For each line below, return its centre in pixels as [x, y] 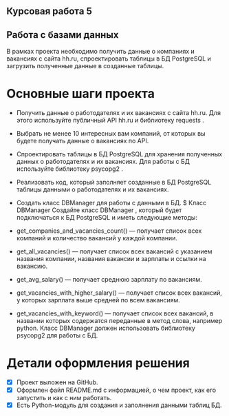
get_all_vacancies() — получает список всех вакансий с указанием [114, 251]
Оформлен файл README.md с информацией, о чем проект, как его [116, 390]
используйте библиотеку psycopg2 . [69, 169]
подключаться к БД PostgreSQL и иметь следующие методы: [107, 218]
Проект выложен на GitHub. [57, 382]
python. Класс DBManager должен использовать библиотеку [106, 328]
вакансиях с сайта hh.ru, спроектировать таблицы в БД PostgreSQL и [109, 59]
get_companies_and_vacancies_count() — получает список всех [109, 231]
